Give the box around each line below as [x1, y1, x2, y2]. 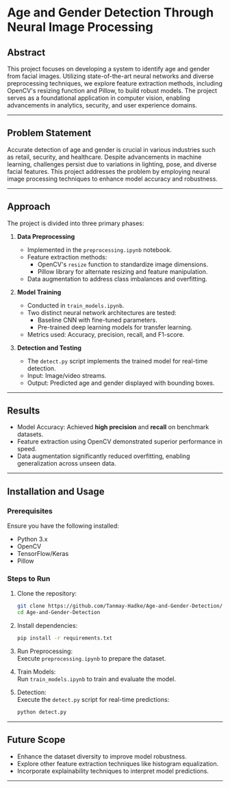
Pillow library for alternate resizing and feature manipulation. [37, 267, 208, 275]
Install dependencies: [16, 622, 78, 630]
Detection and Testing [16, 344, 82, 352]
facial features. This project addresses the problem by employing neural [7, 167, 210, 175]
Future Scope [7, 734, 66, 746]
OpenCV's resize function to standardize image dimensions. [37, 260, 209, 268]
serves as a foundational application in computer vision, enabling [7, 94, 190, 102]
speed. [16, 445, 37, 453]
